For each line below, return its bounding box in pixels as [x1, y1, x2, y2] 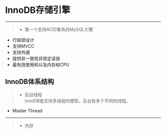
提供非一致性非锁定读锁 [12, 55, 60, 61]
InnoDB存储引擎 [5, 4, 71, 16]
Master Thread [12, 107, 43, 114]
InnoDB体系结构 [5, 78, 54, 86]
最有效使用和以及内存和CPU [12, 61, 70, 67]
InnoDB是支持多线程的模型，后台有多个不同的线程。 [24, 97, 131, 104]
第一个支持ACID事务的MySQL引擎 [24, 26, 94, 32]
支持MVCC [12, 43, 35, 49]
